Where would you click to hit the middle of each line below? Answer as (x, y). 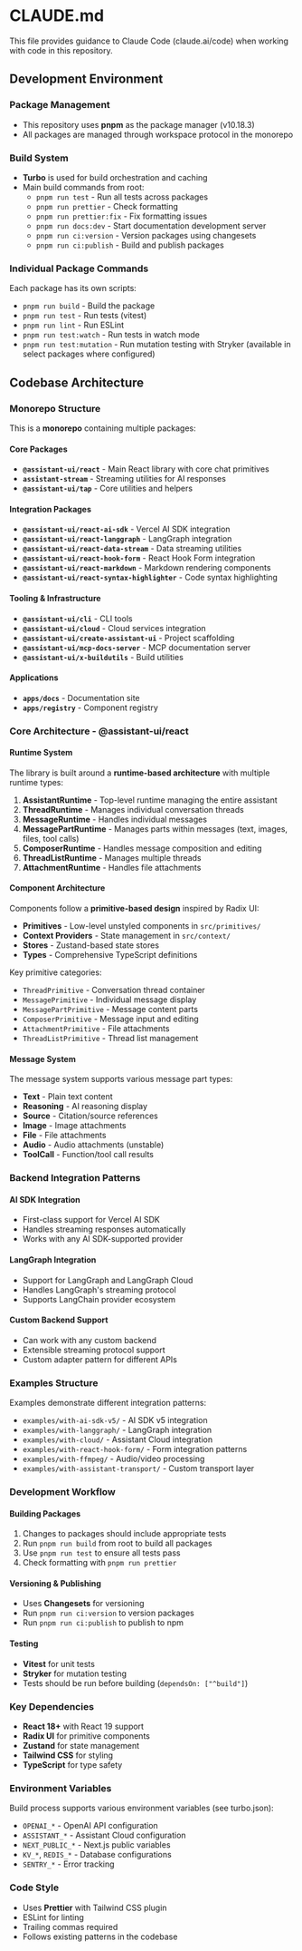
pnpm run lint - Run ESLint (73, 325)
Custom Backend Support (59, 1320)
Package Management (60, 105)
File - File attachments (64, 1136)
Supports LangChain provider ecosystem (99, 1299)
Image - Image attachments (74, 1126)
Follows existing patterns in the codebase (100, 1936)
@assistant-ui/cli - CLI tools (77, 619)
